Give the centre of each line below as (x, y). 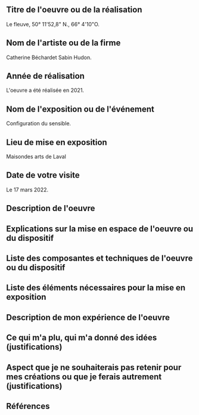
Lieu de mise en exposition (57, 142)
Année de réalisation (46, 76)
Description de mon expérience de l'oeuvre (88, 318)
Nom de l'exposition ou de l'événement (80, 109)
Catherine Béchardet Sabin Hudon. (49, 57)
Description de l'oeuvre (51, 208)
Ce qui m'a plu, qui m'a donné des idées (82, 338)
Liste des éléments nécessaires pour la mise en (96, 288)
